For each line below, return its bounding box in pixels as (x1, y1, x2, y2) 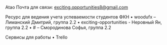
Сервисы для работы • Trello (5, 34, 68, 40)
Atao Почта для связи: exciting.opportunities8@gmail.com (5, 4, 128, 10)
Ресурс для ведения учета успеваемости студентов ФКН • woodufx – (5, 14, 156, 19)
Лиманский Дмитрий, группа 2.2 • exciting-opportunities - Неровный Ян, (5, 19, 162, 25)
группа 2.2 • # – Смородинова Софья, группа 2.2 (5, 24, 111, 30)
